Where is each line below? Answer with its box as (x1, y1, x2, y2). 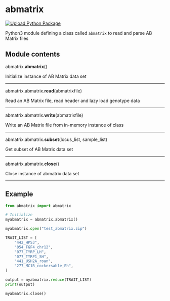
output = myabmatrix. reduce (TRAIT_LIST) (5, 277, 92, 282)
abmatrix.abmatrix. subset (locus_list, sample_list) (5, 136, 108, 142)
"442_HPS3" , (14, 240, 39, 245)
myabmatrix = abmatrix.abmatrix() (5, 217, 78, 222)
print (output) (5, 282, 35, 287)
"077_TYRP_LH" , (14, 249, 47, 255)
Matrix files (5, 35, 29, 41)
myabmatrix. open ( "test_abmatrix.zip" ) (5, 226, 87, 231)
